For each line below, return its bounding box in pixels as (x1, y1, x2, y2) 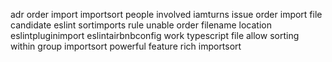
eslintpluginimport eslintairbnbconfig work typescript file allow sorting (10, 30, 300, 41)
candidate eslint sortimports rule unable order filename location (10, 19, 272, 31)
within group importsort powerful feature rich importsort (10, 40, 242, 52)
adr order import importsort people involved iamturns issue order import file (10, 9, 323, 20)
